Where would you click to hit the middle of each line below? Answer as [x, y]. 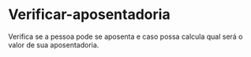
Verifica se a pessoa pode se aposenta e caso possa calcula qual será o [126, 36]
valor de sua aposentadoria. [54, 44]
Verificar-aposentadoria [90, 15]
